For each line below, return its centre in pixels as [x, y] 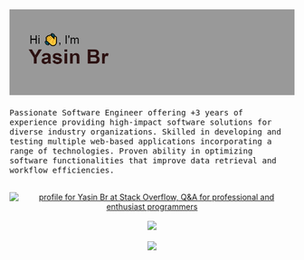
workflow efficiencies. [62, 170]
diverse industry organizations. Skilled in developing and [146, 132]
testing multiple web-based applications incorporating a [141, 141]
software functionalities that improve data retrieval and [143, 160]
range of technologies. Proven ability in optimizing [131, 151]
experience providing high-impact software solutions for [141, 122]
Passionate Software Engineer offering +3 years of [127, 112]
